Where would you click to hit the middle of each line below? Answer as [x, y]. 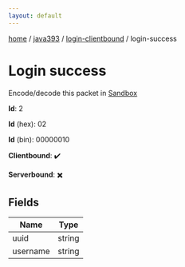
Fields [24, 202]
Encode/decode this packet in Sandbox [73, 93]
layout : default [35, 16]
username [31, 251]
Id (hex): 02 [28, 124]
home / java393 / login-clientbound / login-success [92, 38]
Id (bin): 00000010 [39, 139]
